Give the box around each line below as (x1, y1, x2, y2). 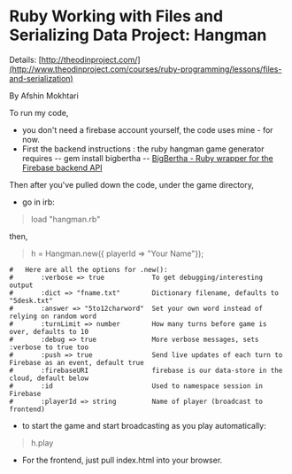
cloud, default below (9, 374, 89, 383)
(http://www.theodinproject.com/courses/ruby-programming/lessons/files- (9, 64, 282, 74)
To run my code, (9, 107, 69, 118)
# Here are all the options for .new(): (9, 265, 168, 274)
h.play (30, 437, 54, 448)
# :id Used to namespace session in (9, 381, 264, 391)
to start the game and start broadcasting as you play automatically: (21, 420, 267, 431)
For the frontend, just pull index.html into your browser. (21, 455, 223, 465)
